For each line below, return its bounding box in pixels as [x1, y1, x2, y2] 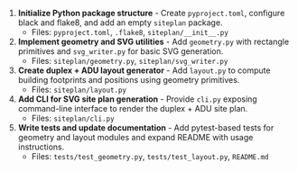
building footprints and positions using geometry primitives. [17, 75, 240, 85]
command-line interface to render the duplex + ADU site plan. [17, 103, 248, 113]
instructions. [17, 141, 65, 152]
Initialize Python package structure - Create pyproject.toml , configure [17, 8, 285, 18]
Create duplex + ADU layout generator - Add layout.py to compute [17, 65, 271, 76]
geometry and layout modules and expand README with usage [17, 132, 254, 142]
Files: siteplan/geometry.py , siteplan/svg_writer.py [31, 56, 228, 66]
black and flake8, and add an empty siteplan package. [17, 17, 223, 28]
